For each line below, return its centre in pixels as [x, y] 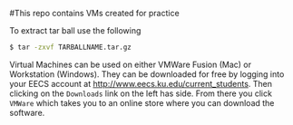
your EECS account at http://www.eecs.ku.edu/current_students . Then [141, 83]
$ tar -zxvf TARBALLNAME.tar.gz [70, 47]
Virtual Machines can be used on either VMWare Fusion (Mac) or [131, 64]
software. [27, 112]
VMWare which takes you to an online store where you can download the [142, 102]
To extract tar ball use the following [75, 30]
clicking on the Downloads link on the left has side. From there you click [141, 93]
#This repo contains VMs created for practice [94, 13]
